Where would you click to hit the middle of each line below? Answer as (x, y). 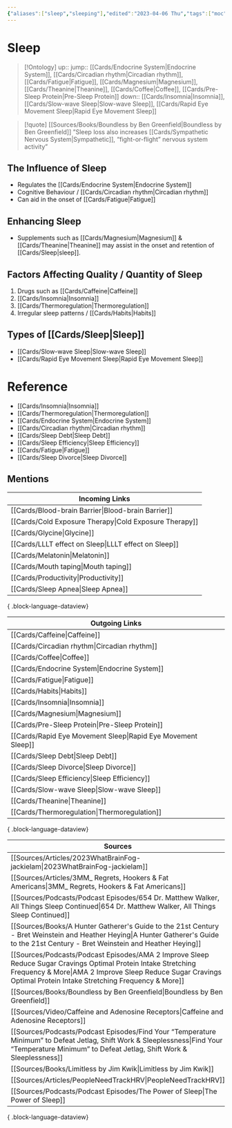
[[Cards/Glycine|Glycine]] (52, 533)
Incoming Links (105, 499)
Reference (37, 387)
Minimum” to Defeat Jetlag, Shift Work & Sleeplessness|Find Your (117, 1040)
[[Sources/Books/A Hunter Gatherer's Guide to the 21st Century (115, 926)
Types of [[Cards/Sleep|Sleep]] (76, 335)
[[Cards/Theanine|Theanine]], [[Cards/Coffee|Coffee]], (102, 89)
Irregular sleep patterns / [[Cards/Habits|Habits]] (87, 313)
